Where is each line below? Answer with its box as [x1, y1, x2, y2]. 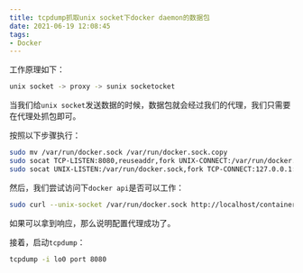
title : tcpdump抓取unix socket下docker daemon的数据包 [9, 13, 210, 23]
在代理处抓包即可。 [9, 111, 81, 122]
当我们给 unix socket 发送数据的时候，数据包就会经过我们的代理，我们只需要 [9, 100, 291, 111]
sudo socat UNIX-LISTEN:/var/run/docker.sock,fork [9, 164, 204, 174]
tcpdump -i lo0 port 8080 [9, 254, 106, 264]
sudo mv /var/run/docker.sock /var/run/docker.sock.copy [9, 148, 228, 158]
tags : [9, 30, 30, 39]
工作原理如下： [9, 64, 65, 75]
